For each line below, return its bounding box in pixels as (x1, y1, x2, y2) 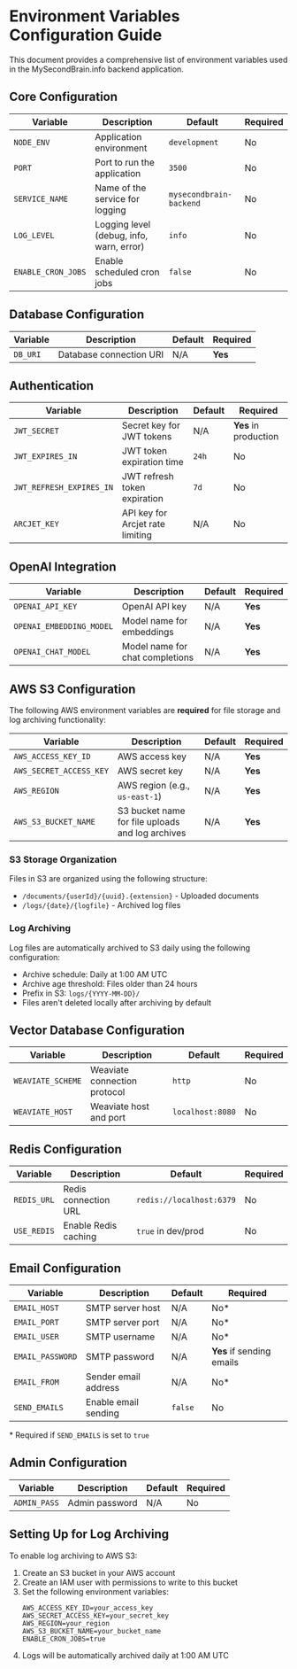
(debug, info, (94, 229, 148, 241)
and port (89, 1112, 126, 1124)
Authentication (9, 378, 95, 393)
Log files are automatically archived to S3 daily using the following (9, 942, 250, 953)
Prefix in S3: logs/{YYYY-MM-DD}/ (21, 988, 141, 998)
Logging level (94, 218, 151, 230)
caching (63, 1230, 97, 1243)
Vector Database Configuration (9, 1022, 186, 1037)
